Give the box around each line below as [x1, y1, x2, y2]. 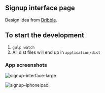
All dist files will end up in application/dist [12, 49, 101, 55]
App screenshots [5, 61, 47, 68]
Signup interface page [5, 4, 75, 12]
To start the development [5, 31, 85, 40]
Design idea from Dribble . [5, 17, 58, 23]
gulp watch [12, 45, 35, 50]
